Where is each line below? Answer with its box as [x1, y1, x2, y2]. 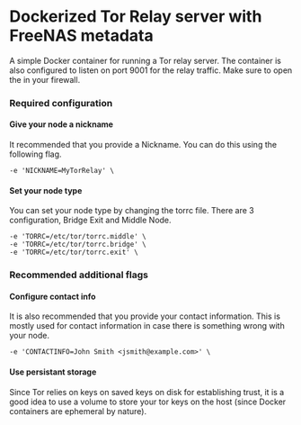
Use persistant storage [9, 366, 97, 377]
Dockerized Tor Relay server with [9, 6, 262, 27]
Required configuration [9, 96, 113, 109]
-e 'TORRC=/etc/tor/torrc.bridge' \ [9, 240, 146, 249]
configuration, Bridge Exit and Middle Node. [9, 214, 173, 226]
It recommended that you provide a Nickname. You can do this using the [9, 140, 277, 150]
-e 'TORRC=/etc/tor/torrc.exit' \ [9, 248, 139, 258]
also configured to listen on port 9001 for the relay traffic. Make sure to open [9, 65, 293, 76]
